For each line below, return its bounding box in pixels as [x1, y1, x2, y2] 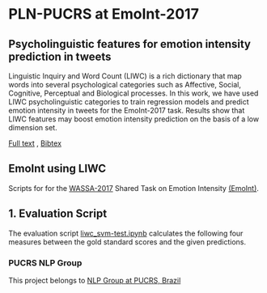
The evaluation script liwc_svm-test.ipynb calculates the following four [8, 228, 244, 238]
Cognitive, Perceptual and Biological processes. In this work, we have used [8, 88, 259, 98]
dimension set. [8, 123, 58, 132]
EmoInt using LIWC [8, 162, 107, 176]
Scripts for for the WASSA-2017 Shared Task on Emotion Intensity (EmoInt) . [8, 183, 259, 193]
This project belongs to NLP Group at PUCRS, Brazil [8, 275, 181, 285]
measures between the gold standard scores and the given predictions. [8, 236, 247, 247]
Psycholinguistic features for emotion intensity [8, 37, 252, 51]
